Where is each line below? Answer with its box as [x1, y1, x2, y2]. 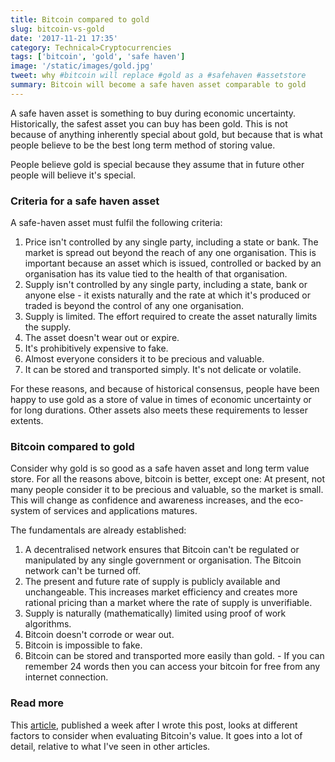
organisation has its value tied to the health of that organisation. [24, 268, 288, 280]
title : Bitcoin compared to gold [10, 14, 150, 25]
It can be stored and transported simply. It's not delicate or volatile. [24, 364, 302, 376]
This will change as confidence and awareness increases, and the [10, 494, 282, 506]
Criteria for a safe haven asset [10, 194, 160, 208]
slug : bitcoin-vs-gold [10, 24, 105, 34]
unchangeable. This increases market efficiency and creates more [24, 586, 298, 598]
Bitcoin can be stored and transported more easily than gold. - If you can [24, 650, 325, 662]
